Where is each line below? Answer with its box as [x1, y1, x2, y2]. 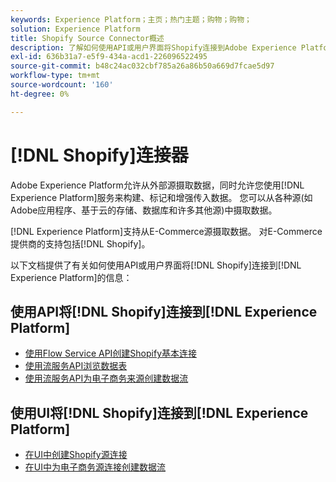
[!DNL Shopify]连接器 [10, 144, 189, 166]
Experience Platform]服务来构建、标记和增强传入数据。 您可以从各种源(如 [10, 191, 313, 203]
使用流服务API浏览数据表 [24, 360, 128, 372]
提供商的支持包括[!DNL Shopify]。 [10, 237, 151, 250]
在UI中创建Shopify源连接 [24, 449, 128, 461]
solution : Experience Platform [10, 24, 141, 34]
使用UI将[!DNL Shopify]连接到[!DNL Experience [10, 404, 309, 421]
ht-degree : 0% [10, 89, 70, 99]
